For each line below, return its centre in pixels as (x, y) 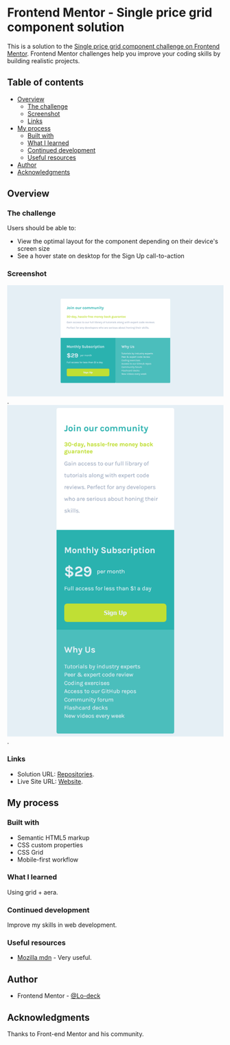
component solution (66, 27)
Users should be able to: (42, 228)
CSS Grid (30, 852)
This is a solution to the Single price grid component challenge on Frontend (113, 46)
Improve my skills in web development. (62, 925)
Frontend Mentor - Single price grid (110, 13)
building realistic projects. (44, 60)
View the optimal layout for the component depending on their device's (117, 241)
